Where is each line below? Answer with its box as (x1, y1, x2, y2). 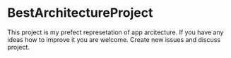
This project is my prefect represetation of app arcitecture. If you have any (7, 28, 224, 36)
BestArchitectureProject (7, 5, 153, 21)
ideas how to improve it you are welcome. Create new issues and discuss (7, 35, 221, 43)
